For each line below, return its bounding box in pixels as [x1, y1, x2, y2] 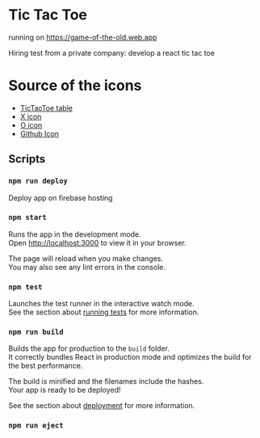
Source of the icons [8, 77, 142, 95]
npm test [8, 282, 43, 292]
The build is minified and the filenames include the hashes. [8, 377, 204, 386]
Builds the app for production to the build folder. [8, 343, 170, 353]
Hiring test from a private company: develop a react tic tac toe [8, 48, 216, 57]
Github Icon [19, 128, 59, 138]
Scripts [8, 152, 46, 166]
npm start [8, 213, 47, 222]
